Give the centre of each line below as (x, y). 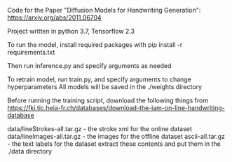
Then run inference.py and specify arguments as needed (89, 66)
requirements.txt (31, 52)
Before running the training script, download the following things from (108, 100)
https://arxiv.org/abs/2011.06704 (54, 18)
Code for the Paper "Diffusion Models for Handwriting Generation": (104, 10)
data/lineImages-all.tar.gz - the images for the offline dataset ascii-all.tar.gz (116, 136)
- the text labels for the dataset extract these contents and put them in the (114, 144)
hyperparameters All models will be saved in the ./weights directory (104, 87)
